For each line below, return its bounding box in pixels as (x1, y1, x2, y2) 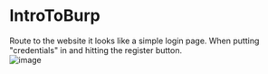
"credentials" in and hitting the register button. (9, 44, 183, 55)
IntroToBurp (9, 5, 101, 26)
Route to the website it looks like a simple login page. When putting (9, 35, 260, 46)
